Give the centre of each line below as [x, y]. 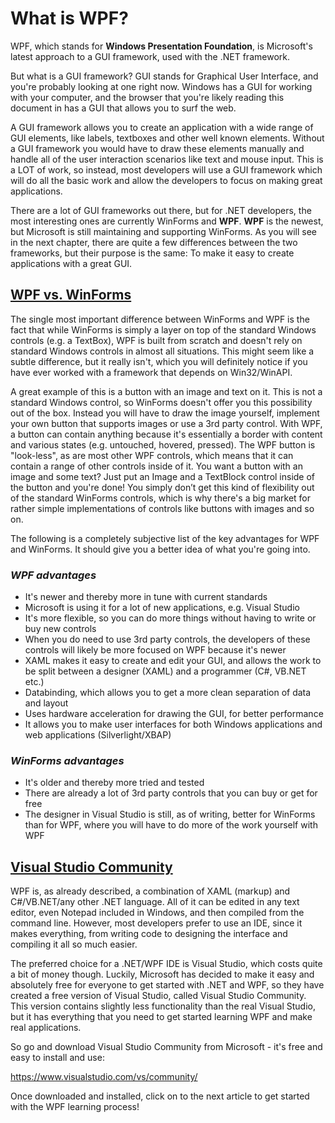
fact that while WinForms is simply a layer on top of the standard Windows [163, 329]
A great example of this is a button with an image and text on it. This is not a [166, 391]
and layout [46, 703]
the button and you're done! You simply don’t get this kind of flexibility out [162, 487]
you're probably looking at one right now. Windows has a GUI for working [161, 86]
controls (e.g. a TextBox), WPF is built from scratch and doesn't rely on [156, 340]
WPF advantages [53, 575]
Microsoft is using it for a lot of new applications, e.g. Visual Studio [162, 608]
